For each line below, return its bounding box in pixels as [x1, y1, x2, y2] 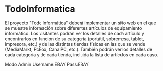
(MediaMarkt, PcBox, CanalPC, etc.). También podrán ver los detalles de [5, 46, 152, 52]
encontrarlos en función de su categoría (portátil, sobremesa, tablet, [5, 36, 144, 42]
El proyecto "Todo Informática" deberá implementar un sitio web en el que [5, 20, 157, 26]
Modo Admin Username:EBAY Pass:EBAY [5, 61, 89, 67]
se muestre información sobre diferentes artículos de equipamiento [5, 25, 142, 31]
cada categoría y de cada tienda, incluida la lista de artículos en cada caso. [5, 51, 159, 58]
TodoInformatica [5, 3, 75, 15]
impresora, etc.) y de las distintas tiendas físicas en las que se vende [5, 41, 146, 47]
